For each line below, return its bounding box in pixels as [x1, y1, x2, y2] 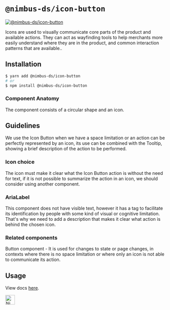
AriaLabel [5, 193, 30, 200]
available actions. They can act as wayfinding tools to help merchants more [5, 34, 163, 40]
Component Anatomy [5, 95, 59, 102]
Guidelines [5, 121, 40, 130]
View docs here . [5, 285, 40, 291]
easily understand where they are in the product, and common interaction [5, 40, 159, 46]
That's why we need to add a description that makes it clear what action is [5, 216, 161, 222]
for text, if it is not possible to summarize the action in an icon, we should [5, 175, 158, 182]
